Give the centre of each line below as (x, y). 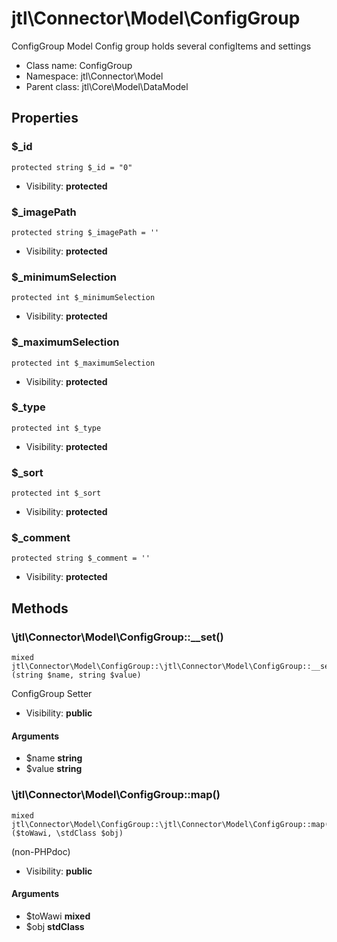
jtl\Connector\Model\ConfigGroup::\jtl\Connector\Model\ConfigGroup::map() (172, 824)
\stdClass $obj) (89, 833)
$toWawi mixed (58, 916)
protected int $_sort (56, 493)
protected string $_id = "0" (72, 167)
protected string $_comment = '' (81, 558)
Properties (45, 118)
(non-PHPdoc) (41, 851)
